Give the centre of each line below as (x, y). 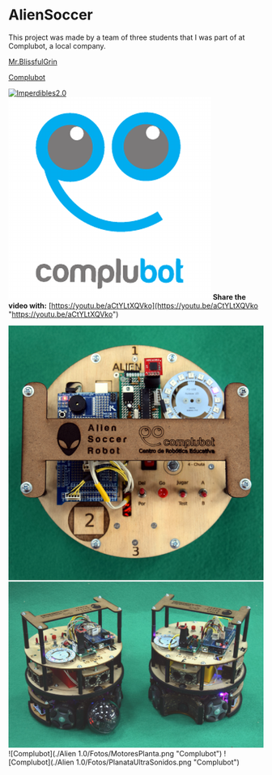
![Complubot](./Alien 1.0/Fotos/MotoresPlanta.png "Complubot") (115, 753)
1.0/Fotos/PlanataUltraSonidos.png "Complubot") (158, 762)
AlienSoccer (51, 15)
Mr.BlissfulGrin (33, 62)
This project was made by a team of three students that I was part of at (127, 37)
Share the (229, 296)
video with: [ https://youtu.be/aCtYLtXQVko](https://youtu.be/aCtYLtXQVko (134, 305)
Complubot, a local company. (57, 45)
